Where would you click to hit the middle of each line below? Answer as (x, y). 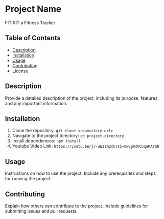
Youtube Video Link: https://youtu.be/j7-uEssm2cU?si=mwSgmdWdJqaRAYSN (86, 146)
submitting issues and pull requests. (41, 211)
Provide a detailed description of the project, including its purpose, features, (82, 98)
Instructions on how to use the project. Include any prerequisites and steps (81, 173)
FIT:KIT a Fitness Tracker (30, 23)
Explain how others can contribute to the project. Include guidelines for (77, 206)
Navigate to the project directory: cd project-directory (68, 136)
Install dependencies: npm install (46, 141)
